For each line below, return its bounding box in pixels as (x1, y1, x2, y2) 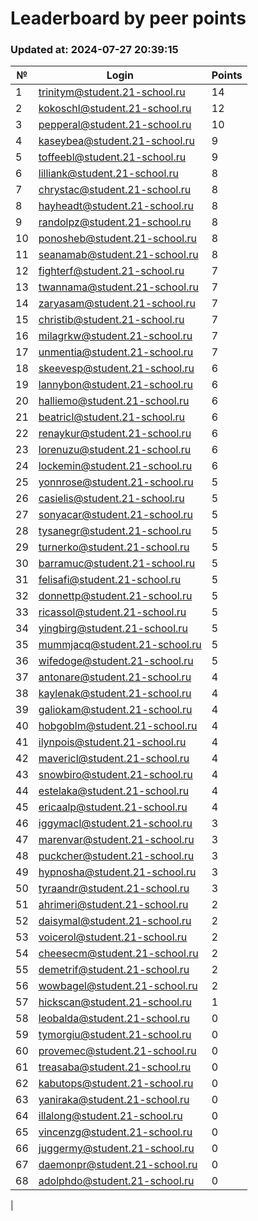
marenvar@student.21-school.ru (38, 833, 195, 847)
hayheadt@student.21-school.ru (38, 199, 194, 213)
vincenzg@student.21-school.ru (38, 1125, 193, 1139)
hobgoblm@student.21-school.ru (38, 719, 198, 733)
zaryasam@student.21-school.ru (38, 297, 196, 311)
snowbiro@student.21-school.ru (38, 768, 193, 782)
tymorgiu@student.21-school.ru (38, 1028, 192, 1042)
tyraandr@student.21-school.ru (38, 882, 190, 896)
